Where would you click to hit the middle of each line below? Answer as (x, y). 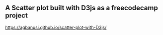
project (17, 16)
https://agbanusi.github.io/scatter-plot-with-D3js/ (56, 27)
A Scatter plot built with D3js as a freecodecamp (81, 8)
